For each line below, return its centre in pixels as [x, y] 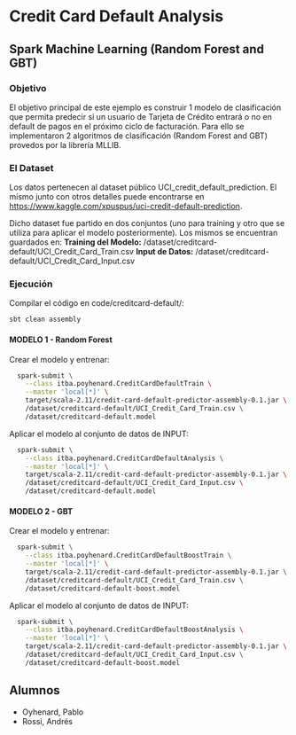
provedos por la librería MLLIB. [65, 145]
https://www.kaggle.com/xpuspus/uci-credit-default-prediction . [126, 207]
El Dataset [32, 168]
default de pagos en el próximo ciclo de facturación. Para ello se [127, 126]
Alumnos [35, 690]
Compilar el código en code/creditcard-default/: [97, 303]
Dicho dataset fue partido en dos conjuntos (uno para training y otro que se [147, 223]
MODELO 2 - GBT [41, 511]
